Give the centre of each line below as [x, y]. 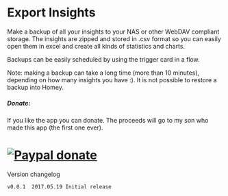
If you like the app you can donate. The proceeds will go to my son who [108, 120]
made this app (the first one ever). [55, 127]
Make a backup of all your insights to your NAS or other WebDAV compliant [113, 32]
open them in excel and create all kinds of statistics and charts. [96, 46]
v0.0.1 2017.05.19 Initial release [59, 186]
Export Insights [51, 13]
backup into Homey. [35, 87]
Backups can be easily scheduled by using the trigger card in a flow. [103, 59]
